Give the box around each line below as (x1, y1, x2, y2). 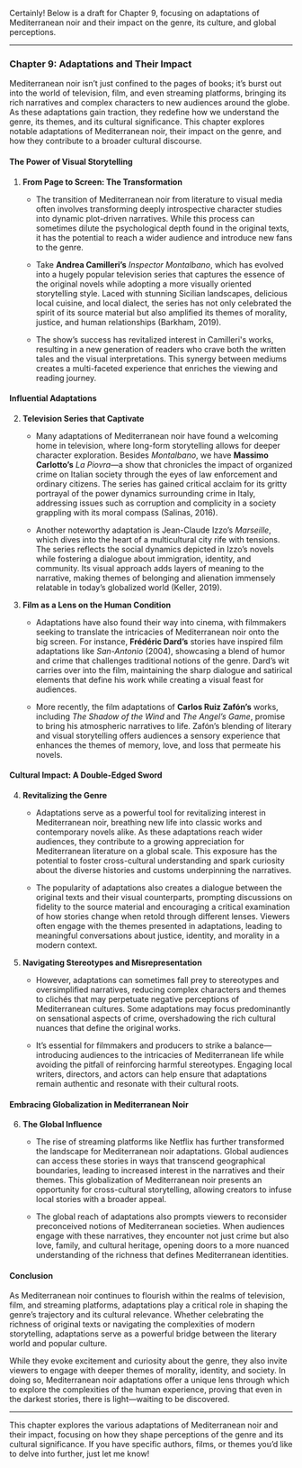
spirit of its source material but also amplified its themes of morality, (35, 306, 288, 318)
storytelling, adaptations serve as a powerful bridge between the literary (9, 1328, 277, 1339)
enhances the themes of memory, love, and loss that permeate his (35, 739, 281, 751)
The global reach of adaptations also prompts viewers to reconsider (35, 1211, 288, 1222)
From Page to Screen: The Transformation (22, 176, 182, 187)
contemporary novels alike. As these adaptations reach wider (35, 826, 263, 837)
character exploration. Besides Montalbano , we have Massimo (35, 450, 269, 460)
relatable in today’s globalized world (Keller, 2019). (35, 581, 223, 593)
